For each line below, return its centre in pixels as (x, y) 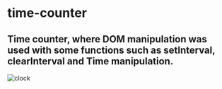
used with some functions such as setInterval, (111, 50)
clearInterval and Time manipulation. (90, 61)
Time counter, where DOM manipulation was (107, 39)
